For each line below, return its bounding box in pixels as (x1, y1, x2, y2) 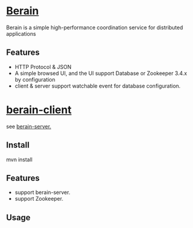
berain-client (6, 103, 72, 117)
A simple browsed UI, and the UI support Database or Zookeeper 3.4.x (14, 70, 187, 77)
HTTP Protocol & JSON (14, 63, 72, 70)
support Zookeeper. (14, 195, 64, 202)
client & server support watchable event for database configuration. (14, 82, 181, 89)
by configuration (14, 76, 55, 83)
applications (6, 30, 36, 37)
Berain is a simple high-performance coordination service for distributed (6, 24, 183, 31)
